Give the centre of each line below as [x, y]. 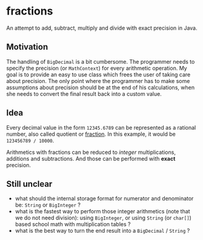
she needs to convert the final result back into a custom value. [84, 94]
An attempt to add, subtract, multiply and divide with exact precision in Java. [102, 28]
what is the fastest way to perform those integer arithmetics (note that [102, 212]
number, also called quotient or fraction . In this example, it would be [91, 134]
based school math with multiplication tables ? [73, 224]
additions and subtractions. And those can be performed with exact [91, 158]
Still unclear [29, 184]
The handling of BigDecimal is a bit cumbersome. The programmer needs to [101, 61]
